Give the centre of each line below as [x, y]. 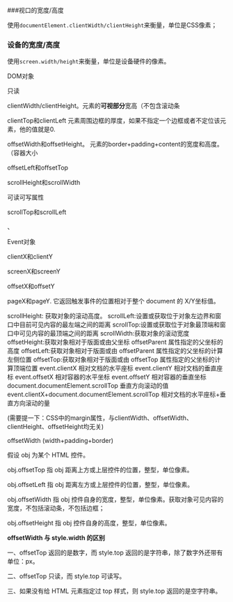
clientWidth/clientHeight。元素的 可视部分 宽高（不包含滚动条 [94, 106]
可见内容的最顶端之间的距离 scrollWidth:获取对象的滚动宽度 [104, 333]
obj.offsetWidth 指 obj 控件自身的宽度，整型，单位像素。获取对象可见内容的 [115, 499]
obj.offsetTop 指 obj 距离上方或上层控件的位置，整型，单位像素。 [100, 470]
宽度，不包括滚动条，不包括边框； [56, 509]
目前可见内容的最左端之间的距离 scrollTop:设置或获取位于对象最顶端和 [120, 325]
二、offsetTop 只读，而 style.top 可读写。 [66, 576]
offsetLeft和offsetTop [38, 168]
